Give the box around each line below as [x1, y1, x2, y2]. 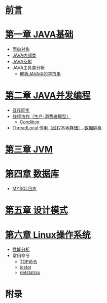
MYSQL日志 [12, 186, 37, 191]
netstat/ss [19, 269, 40, 275]
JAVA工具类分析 [12, 65, 45, 71]
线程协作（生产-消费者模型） [12, 114, 71, 119]
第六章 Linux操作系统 [5, 229, 91, 240]
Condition [19, 119, 40, 125]
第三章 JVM [5, 144, 53, 155]
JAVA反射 [12, 59, 32, 65]
